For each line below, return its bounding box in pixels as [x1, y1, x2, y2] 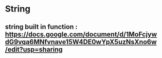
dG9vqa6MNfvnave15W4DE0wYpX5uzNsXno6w [5, 38, 157, 46]
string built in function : [5, 23, 78, 31]
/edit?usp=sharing [5, 45, 63, 54]
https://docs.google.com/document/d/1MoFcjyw [5, 30, 157, 38]
